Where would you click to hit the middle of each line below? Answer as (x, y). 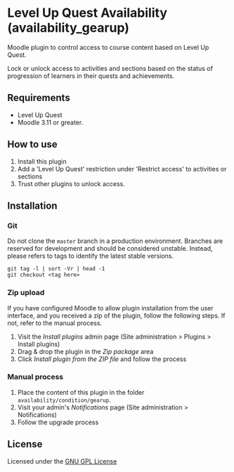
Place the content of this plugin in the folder (81, 392)
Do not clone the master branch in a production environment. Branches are (115, 241)
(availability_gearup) (69, 28)
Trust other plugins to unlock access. (71, 183)
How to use (32, 144)
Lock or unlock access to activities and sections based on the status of (110, 68)
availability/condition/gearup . (64, 400)
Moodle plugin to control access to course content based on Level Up (108, 47)
